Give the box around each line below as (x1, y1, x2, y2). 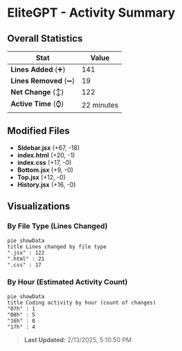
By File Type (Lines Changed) (7, 221, 108, 231)
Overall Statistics (7, 33, 83, 44)
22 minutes (81, 100, 119, 110)
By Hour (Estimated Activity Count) (7, 277, 128, 287)
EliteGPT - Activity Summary (7, 5, 176, 21)
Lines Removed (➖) (10, 76, 75, 85)
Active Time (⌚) (10, 99, 64, 108)
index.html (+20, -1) (17, 151, 75, 159)
